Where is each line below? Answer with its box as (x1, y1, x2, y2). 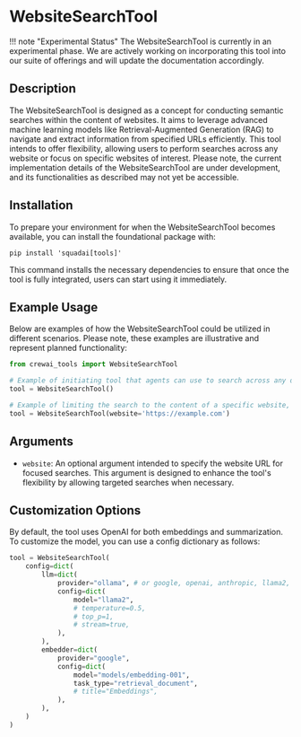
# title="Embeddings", (73, 687, 159, 697)
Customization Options (9, 503, 142, 518)
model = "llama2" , (73, 595, 134, 604)
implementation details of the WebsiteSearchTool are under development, (9, 162, 280, 172)
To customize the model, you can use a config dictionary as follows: (9, 536, 261, 547)
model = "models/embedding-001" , (73, 671, 191, 680)
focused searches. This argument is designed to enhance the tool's (21, 467, 271, 478)
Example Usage (9, 299, 99, 315)
